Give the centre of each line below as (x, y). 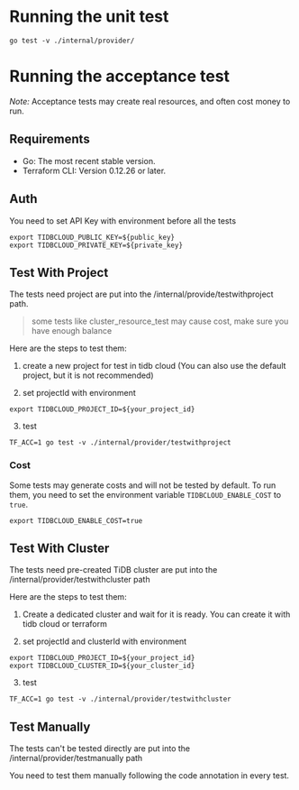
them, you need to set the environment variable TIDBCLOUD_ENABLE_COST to (145, 494)
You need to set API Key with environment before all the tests (123, 220)
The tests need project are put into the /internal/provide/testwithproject (141, 294)
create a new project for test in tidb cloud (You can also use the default (154, 366)
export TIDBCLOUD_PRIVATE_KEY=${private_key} (96, 245)
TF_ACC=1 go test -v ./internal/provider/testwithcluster (120, 699)
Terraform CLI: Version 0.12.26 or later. (94, 170)
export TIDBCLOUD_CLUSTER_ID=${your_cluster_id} (102, 666)
